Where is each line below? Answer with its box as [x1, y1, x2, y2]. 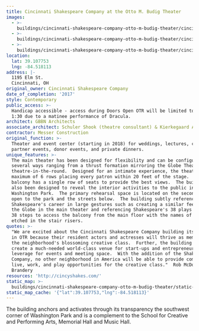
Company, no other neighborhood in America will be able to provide [11, 256, 184, 262]
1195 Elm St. [11, 75, 44, 81]
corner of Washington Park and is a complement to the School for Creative [6, 312, 188, 319]
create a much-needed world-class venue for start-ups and [11, 245, 161, 252]
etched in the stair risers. [11, 218, 84, 224]
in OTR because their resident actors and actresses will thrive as [11, 234, 184, 240]
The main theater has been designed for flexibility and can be [11, 158, 174, 163]
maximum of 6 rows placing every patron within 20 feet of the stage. [11, 174, 190, 180]
